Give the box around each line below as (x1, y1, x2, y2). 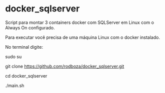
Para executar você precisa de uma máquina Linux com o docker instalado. (5, 34, 160, 40)
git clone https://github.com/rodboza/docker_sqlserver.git (5, 63, 124, 69)
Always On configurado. (5, 24, 55, 30)
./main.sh (5, 83, 24, 89)
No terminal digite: (5, 44, 43, 50)
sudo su (5, 53, 22, 60)
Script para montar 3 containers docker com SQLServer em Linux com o (5, 19, 154, 25)
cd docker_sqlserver (5, 73, 47, 79)
